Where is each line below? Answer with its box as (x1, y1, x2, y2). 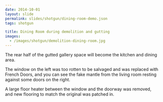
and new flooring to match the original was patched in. (5, 91, 114, 97)
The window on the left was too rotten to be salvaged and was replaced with (5, 66, 159, 72)
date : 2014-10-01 (5, 7, 40, 12)
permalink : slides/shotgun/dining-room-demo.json (5, 16, 108, 21)
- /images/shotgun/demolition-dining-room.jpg (9, 38, 106, 44)
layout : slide (5, 12, 34, 17)
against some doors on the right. (5, 76, 71, 83)
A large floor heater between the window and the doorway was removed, (5, 86, 152, 92)
